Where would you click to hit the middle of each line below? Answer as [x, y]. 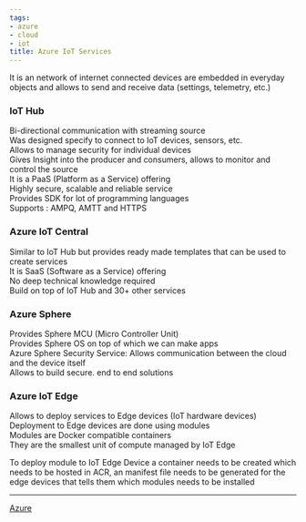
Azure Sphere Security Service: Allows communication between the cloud [148, 353]
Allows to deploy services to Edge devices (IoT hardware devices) [133, 416]
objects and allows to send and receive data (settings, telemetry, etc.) [140, 87]
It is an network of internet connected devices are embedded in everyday [147, 77]
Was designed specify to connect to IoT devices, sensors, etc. [126, 140]
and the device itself [48, 363]
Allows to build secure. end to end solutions [92, 373]
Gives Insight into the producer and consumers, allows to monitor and [140, 159]
